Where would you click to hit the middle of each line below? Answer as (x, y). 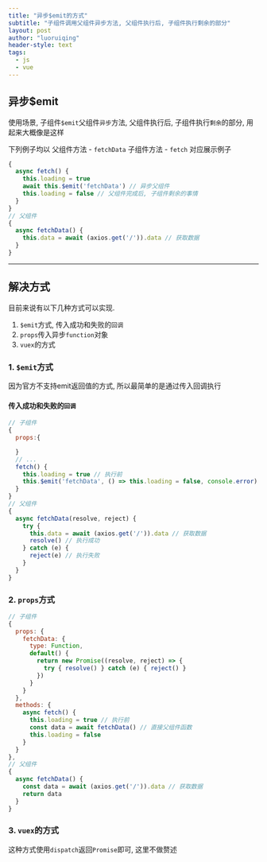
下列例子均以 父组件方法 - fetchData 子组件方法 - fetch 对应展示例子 (120, 149)
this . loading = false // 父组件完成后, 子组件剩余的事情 (110, 194)
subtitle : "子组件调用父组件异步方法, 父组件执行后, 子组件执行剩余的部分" (120, 23)
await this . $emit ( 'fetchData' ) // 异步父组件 (96, 186)
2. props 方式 (32, 600)
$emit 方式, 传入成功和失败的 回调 (72, 324)
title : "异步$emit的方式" (48, 16)
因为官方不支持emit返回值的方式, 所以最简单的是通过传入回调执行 (115, 386)
